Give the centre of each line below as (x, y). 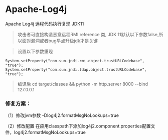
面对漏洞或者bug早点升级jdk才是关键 (60, 41)
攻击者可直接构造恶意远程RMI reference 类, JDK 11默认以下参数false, (88, 34)
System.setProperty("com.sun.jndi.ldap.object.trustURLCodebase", (76, 69)
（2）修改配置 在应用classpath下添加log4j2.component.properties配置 (78, 126)
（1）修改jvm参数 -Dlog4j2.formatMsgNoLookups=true (62, 115)
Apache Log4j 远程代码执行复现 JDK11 (45, 24)
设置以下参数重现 (35, 51)
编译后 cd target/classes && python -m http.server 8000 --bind (82, 84)
